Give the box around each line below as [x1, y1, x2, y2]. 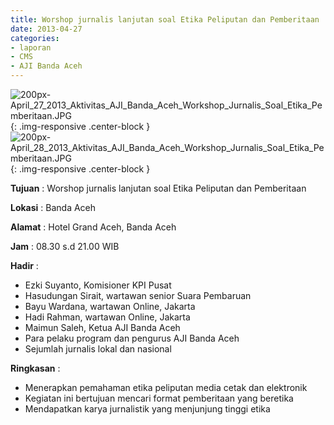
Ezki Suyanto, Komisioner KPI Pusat [24, 279, 172, 291]
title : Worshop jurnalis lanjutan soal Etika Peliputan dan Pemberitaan [10, 14, 320, 25]
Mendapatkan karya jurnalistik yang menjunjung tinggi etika [24, 403, 271, 415]
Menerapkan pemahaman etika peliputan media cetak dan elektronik [24, 382, 308, 393]
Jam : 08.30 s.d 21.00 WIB [10, 241, 120, 252]
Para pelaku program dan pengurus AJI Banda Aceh [24, 332, 240, 344]
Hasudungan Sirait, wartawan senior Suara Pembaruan [24, 290, 252, 301]
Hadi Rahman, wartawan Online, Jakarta [24, 311, 191, 323]
